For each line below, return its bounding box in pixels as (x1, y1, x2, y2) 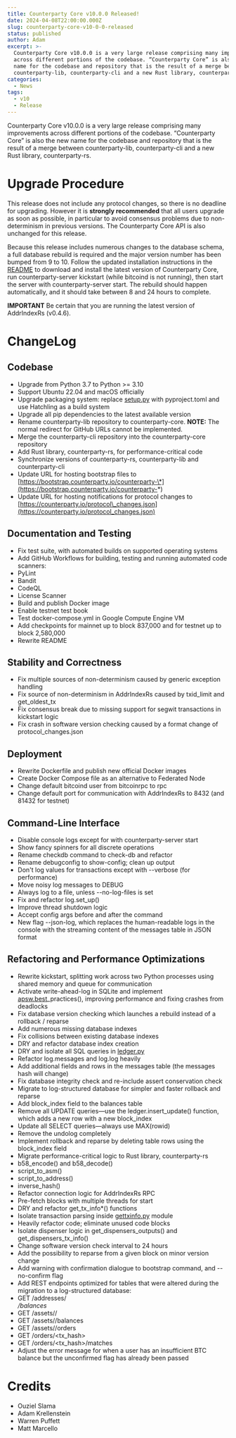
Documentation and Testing (7, 527, 132, 539)
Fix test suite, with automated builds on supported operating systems (17, 546, 218, 555)
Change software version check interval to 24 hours (17, 1241, 169, 1250)
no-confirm (17, 1271, 51, 1280)
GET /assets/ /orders (17, 1323, 77, 1332)
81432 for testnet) (17, 796, 70, 805)
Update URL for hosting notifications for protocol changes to (17, 492, 193, 501)
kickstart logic (17, 713, 59, 721)
